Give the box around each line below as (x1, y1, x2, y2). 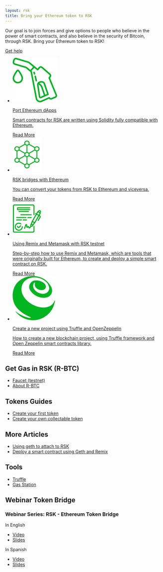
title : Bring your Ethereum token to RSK (5, 13, 92, 18)
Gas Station (12, 481, 36, 487)
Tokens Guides (5, 397, 53, 405)
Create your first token (12, 410, 59, 416)
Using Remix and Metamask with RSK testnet (12, 240, 105, 246)
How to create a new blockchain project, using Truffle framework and (12, 335, 155, 341)
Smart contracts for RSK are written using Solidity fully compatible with (12, 117, 158, 123)
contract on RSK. (12, 261, 47, 267)
